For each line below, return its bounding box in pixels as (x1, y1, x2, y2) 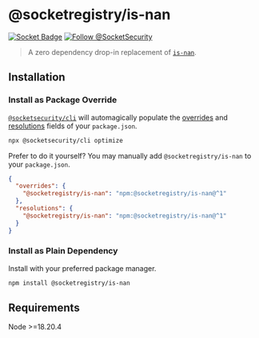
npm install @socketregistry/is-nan (8, 279, 130, 287)
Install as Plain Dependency (8, 246, 118, 257)
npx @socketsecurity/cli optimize (8, 136, 124, 144)
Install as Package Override (8, 94, 118, 105)
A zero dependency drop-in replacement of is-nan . (27, 47, 197, 57)
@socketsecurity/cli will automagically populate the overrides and (8, 112, 228, 122)
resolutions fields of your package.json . (8, 121, 137, 131)
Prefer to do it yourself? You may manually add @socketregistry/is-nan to (8, 151, 252, 160)
